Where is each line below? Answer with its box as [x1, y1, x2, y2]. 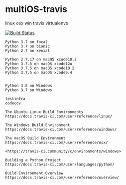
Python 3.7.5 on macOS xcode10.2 [5, 65, 75, 70]
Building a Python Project [5, 157, 61, 162]
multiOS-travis [5, 3, 67, 15]
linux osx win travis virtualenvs [5, 20, 68, 26]
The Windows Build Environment [5, 122, 70, 127]
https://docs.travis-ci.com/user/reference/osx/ [5, 140, 108, 145]
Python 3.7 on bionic [5, 43, 50, 48]
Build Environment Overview [5, 170, 64, 175]
